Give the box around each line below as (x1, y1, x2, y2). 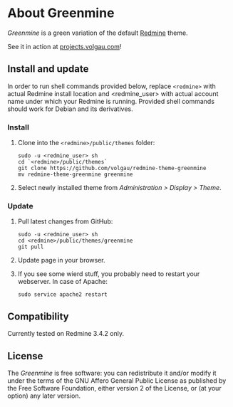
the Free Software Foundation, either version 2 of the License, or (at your (7, 384, 222, 392)
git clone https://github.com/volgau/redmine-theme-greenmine (17, 165, 207, 172)
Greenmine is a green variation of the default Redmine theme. (7, 28, 188, 37)
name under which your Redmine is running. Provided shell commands (7, 97, 215, 105)
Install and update (7, 63, 89, 75)
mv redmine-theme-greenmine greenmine (17, 171, 133, 179)
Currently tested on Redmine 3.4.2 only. (7, 329, 125, 338)
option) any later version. (7, 391, 81, 400)
